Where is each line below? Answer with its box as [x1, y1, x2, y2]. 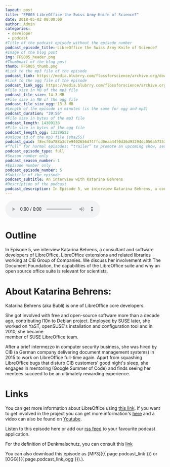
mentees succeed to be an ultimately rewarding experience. [5, 370, 131, 376]
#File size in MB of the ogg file [5, 97, 78, 102]
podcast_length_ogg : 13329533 [5, 130, 69, 135]
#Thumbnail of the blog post [5, 59, 67, 64]
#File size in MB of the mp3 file [5, 87, 78, 93]
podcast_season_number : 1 [5, 158, 60, 163]
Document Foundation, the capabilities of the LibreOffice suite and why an [5, 262, 160, 268]
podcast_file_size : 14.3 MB [5, 92, 65, 97]
